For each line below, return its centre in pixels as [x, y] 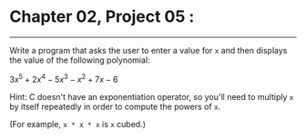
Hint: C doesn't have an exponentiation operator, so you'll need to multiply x [152, 96]
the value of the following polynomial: [80, 60]
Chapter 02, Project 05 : [102, 17]
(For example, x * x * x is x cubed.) [78, 123]
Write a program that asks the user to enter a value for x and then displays [148, 50]
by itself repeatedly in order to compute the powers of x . [115, 106]
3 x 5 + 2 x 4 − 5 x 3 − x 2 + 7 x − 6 [64, 78]
